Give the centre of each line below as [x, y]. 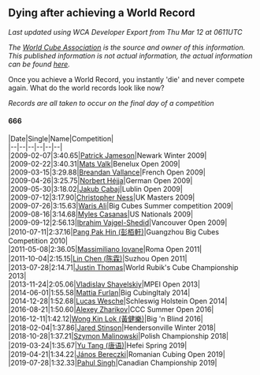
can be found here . [39, 64]
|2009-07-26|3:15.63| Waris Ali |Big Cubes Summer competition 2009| [121, 206]
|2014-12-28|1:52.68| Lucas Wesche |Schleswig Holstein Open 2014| [118, 301]
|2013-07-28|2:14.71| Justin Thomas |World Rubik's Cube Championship [123, 268]
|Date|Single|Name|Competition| [61, 139]
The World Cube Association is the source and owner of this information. [127, 47]
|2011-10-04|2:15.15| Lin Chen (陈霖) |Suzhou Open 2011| [98, 259]
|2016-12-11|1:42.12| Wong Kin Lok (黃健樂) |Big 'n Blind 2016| [106, 319]
